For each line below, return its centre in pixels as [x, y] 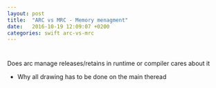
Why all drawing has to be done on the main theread [92, 77]
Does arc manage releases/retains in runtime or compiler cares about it [109, 64]
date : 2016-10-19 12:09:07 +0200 [58, 26]
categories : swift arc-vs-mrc [51, 33]
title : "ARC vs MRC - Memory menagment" [68, 20]
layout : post [26, 14]
